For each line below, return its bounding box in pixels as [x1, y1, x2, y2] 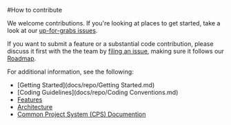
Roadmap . [7, 54, 37, 62]
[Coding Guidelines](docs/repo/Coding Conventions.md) [17, 89, 179, 96]
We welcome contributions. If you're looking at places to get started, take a [7, 19, 221, 27]
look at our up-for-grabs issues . [7, 27, 98, 34]
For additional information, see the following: [7, 68, 134, 76]
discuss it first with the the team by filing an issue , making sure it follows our [7, 47, 224, 55]
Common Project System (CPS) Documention [17, 110, 146, 118]
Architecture [17, 103, 53, 111]
